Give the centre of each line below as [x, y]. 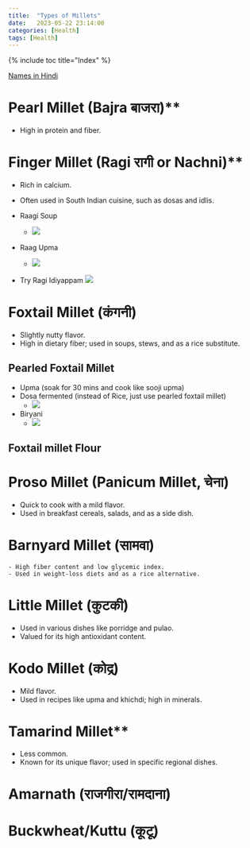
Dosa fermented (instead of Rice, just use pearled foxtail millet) [123, 396]
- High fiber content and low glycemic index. [87, 567]
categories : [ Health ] [44, 30]
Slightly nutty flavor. [52, 335]
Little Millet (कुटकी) [69, 606]
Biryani [31, 413]
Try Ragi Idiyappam [51, 281]
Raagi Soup [38, 216]
